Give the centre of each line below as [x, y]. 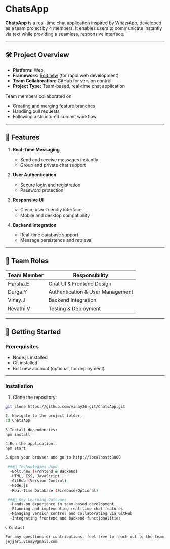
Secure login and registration [50, 185]
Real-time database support [49, 235]
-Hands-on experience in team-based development [62, 504]
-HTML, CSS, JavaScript [35, 476]
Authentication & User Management [91, 292]
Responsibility [91, 275]
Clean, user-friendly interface [51, 209]
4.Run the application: [30, 444]
